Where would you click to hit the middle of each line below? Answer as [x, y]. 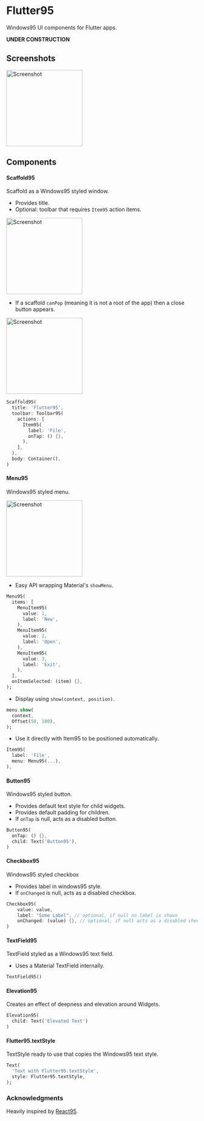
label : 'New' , [40, 619]
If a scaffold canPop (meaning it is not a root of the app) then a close [100, 303]
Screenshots [31, 59]
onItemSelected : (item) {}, [47, 682]
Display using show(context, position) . [65, 698]
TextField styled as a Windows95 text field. [60, 954]
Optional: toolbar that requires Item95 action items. [78, 210]
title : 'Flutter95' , [38, 408]
